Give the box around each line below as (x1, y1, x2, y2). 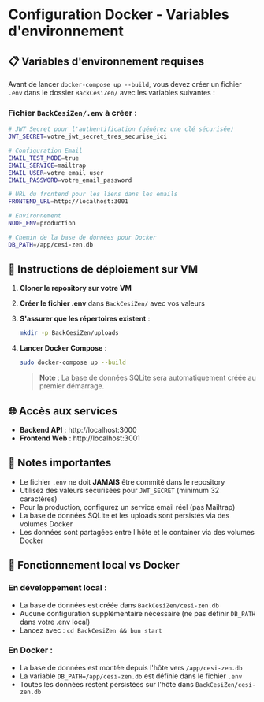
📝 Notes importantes (8, 456, 112, 470)
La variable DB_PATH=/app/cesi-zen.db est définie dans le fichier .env (19, 671, 243, 681)
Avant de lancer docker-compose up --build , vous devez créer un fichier (8, 80, 242, 88)
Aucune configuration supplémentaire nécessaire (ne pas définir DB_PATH (19, 608, 256, 618)
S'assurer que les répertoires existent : (19, 314, 151, 324)
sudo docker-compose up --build (19, 358, 126, 367)
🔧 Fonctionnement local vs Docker (8, 559, 180, 572)
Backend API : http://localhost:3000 (19, 425, 137, 435)
